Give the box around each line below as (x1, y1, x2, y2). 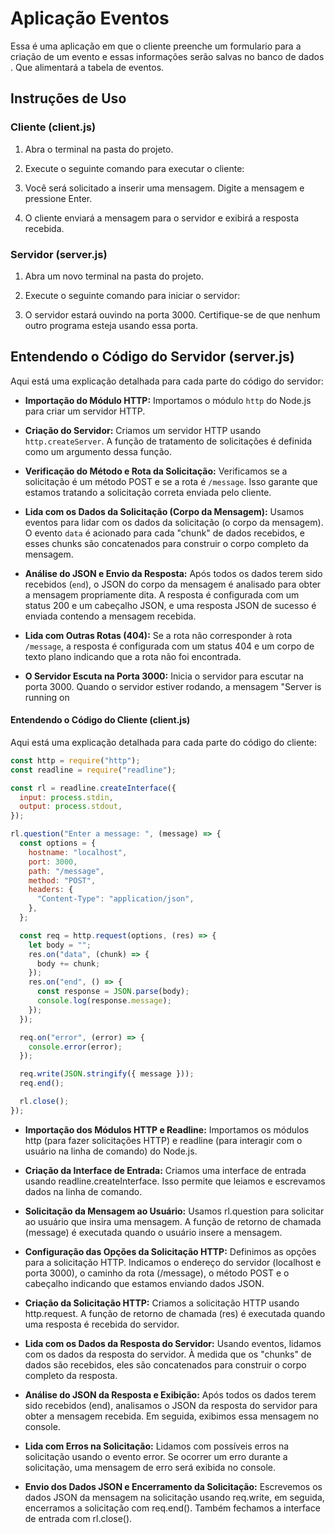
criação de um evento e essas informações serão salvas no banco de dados (10, 50, 325, 62)
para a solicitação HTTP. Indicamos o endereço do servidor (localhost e (24, 1256, 322, 1268)
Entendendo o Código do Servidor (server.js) (10, 348, 295, 366)
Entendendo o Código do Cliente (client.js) (10, 714, 191, 726)
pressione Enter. (24, 192, 93, 204)
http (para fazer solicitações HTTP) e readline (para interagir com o (24, 1134, 303, 1146)
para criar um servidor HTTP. (24, 405, 146, 417)
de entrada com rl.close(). (24, 1512, 133, 1524)
